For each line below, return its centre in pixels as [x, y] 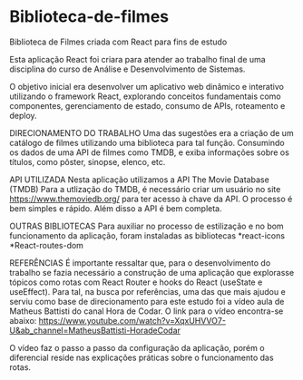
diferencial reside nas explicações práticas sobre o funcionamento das [142, 357]
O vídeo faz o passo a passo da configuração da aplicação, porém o [137, 347]
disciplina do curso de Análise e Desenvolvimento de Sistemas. [127, 69]
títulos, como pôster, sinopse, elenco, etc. [88, 161]
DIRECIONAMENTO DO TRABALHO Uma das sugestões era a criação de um [151, 132]
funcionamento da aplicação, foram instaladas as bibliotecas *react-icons [147, 235]
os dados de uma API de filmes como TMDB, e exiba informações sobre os [150, 152]
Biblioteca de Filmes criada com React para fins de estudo [118, 42]
